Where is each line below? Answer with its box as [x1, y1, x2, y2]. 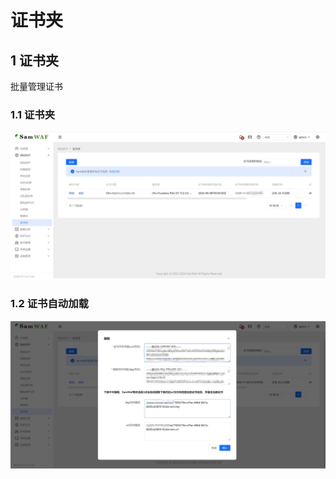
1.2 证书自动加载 [10, 297, 89, 311]
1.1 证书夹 [10, 107, 56, 121]
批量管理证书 [10, 81, 63, 92]
